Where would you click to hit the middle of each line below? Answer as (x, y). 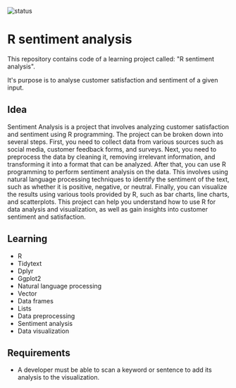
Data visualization (43, 331)
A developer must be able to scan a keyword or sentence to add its (115, 370)
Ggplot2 (29, 278)
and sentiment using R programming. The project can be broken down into (115, 134)
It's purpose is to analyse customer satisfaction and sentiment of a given (113, 80)
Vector (27, 293)
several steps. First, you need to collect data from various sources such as (116, 142)
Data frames (36, 301)
